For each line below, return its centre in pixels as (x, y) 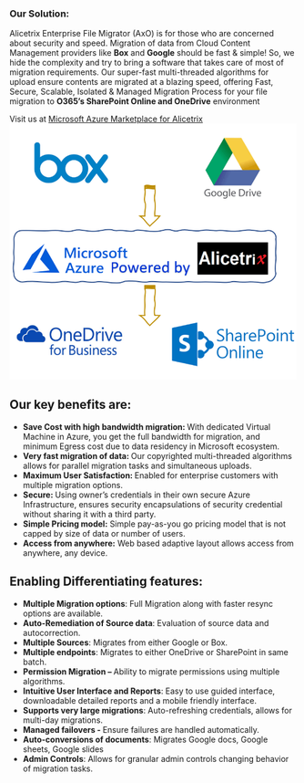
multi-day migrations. (62, 720)
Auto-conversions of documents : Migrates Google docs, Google (145, 739)
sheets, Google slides (63, 749)
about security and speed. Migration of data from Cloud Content (130, 43)
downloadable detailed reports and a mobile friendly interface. (140, 700)
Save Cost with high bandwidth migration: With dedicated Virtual (147, 426)
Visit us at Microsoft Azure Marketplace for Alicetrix (106, 119)
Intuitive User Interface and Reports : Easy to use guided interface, (149, 691)
